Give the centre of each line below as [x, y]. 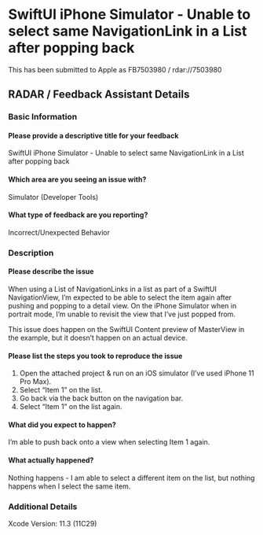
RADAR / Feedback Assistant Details [99, 95]
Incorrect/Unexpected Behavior [59, 232]
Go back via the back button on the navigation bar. [101, 398]
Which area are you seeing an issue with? [77, 179]
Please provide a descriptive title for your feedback [93, 135]
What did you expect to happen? [62, 424]
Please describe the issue [51, 271]
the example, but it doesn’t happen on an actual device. [98, 338]
